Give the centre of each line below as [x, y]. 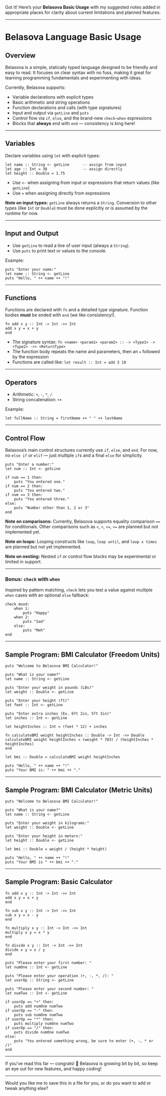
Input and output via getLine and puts [50, 113]
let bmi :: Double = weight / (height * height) [56, 849]
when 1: [22, 609]
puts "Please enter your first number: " [48, 963]
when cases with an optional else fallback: [47, 595]
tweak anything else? [27, 1088]
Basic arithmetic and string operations [51, 102]
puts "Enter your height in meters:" [44, 836]
